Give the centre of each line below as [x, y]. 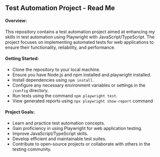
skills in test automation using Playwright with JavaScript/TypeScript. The [80, 37]
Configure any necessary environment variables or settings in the [79, 85]
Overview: [16, 20]
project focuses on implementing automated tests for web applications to [80, 42]
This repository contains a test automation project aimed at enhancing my [80, 31]
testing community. [32, 149]
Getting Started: [22, 59]
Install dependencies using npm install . [53, 80]
